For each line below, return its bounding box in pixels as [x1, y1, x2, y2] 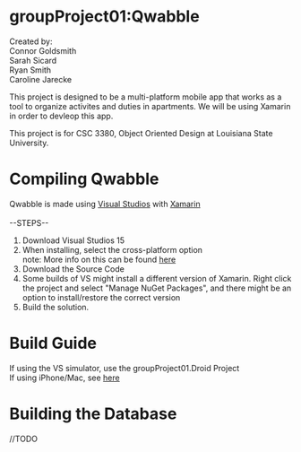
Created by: [9, 36, 53, 47]
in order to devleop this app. [9, 110, 114, 121]
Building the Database [9, 404, 177, 423]
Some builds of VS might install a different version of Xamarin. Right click [21, 273, 292, 283]
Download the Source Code [21, 263, 125, 274]
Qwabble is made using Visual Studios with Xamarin [9, 198, 201, 209]
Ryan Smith [9, 65, 52, 75]
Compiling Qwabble [9, 169, 159, 189]
